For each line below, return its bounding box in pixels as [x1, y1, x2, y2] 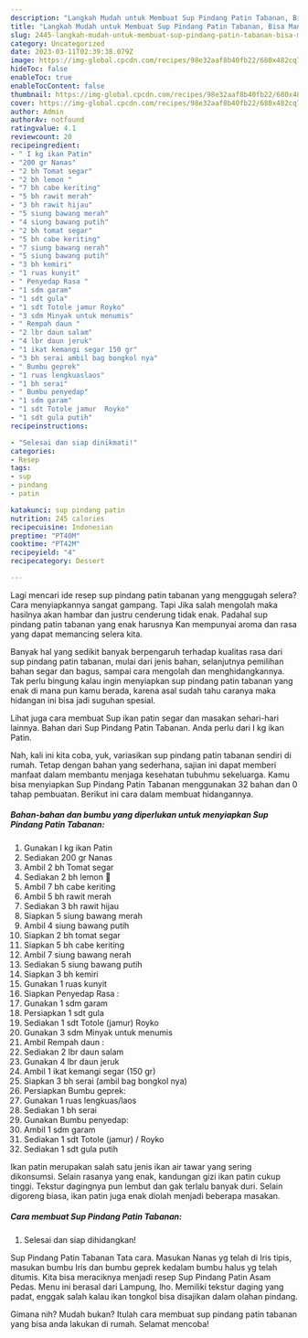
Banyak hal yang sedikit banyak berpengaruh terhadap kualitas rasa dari [10, 646, 282, 657]
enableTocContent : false [10, 81, 105, 91]
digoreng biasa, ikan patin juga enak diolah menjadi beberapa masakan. [10, 1190, 281, 1201]
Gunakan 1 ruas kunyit [23, 978, 108, 989]
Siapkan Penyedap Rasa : [23, 988, 120, 999]
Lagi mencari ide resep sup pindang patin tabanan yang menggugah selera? [10, 589, 297, 600]
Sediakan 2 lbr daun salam [23, 1046, 124, 1057]
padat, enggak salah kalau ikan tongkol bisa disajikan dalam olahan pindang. [10, 1290, 298, 1301]
